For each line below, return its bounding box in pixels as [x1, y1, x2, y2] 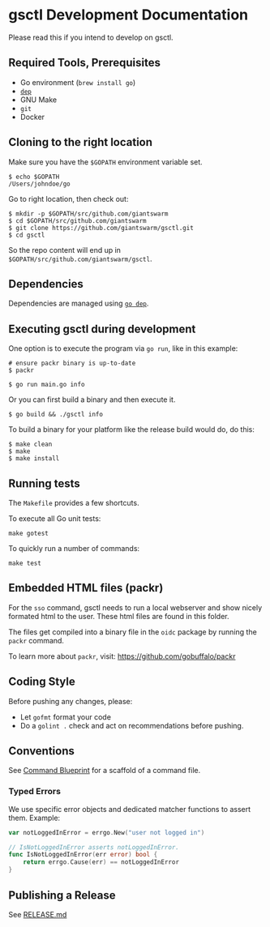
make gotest [8, 529, 49, 537]
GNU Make [19, 95, 58, 105]
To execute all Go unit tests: [8, 514, 101, 523]
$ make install [8, 455, 60, 463]
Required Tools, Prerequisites [8, 56, 161, 70]
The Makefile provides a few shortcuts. [8, 498, 139, 507]
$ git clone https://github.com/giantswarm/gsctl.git [8, 224, 195, 232]
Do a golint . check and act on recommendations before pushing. [19, 720, 244, 730]
